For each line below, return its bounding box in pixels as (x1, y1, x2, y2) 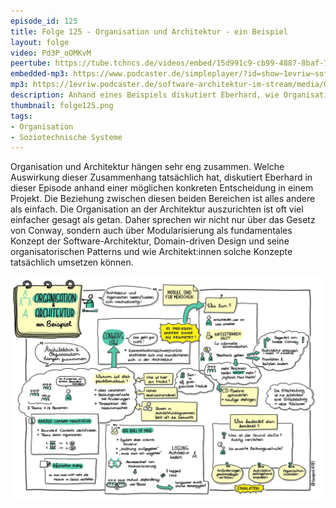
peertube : (10, 58, 52, 69)
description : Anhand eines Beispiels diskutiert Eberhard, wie (10, 90, 280, 100)
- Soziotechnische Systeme (10, 132, 123, 142)
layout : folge (10, 37, 70, 47)
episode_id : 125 (10, 16, 78, 26)
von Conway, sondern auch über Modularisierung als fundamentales (10, 225, 293, 237)
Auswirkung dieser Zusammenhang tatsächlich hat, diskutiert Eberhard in (10, 171, 313, 184)
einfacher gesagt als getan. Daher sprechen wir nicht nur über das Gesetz (10, 214, 316, 226)
